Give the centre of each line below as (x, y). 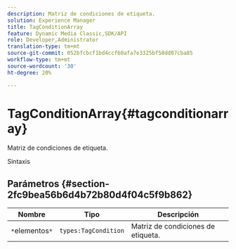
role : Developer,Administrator (53, 40)
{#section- (86, 184)
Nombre (32, 215)
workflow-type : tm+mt (39, 60)
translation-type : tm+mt (44, 46)
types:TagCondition (92, 231)
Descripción (178, 215)
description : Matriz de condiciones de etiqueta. (81, 14)
